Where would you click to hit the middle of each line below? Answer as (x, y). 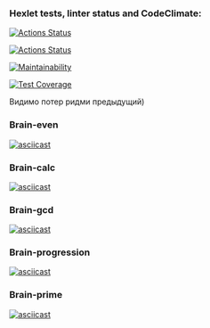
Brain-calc (32, 168)
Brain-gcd (32, 209)
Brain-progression (50, 252)
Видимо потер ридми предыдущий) (77, 102)
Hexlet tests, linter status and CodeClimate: (105, 13)
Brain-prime (36, 295)
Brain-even (34, 125)
